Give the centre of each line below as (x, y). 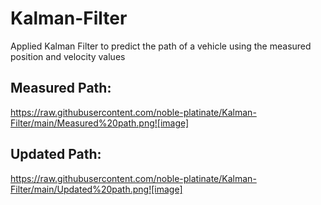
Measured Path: (61, 88)
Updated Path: (56, 154)
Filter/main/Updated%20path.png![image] (96, 189)
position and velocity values (68, 56)
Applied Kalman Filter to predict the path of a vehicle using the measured (161, 46)
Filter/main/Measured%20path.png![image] (100, 123)
